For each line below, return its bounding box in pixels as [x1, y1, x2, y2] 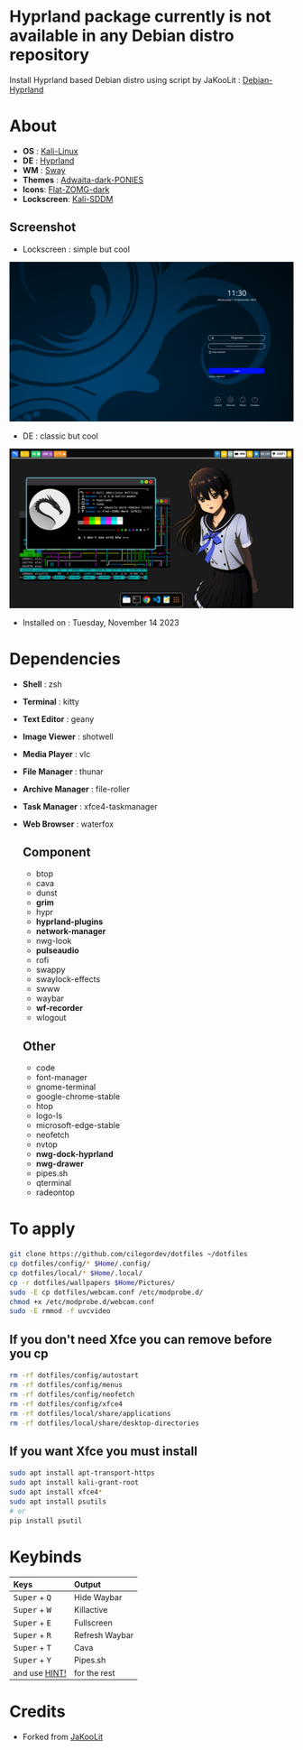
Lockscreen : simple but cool [22, 244, 131, 255]
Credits [9, 1701, 66, 1722]
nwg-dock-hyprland [35, 1149, 115, 1160]
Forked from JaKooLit [22, 1731, 104, 1743]
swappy [35, 964, 66, 976]
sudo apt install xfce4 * [9, 1487, 103, 1496]
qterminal [35, 1178, 72, 1189]
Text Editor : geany [22, 713, 95, 724]
